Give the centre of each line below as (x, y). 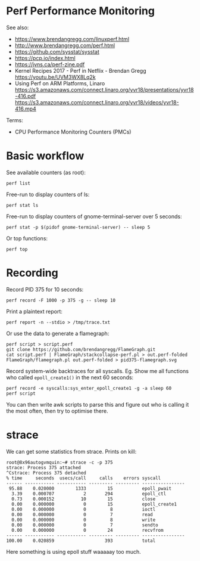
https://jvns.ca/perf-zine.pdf (50, 64)
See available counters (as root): (46, 172)
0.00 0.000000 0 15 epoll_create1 (94, 504)
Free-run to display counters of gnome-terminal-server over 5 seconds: (94, 216)
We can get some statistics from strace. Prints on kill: (71, 451)
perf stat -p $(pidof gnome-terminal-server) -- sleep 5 (78, 227)
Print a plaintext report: (34, 311)
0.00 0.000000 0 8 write (84, 520)
